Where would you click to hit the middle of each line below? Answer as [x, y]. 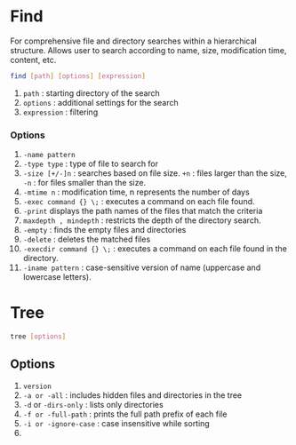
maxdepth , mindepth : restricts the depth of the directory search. [142, 220]
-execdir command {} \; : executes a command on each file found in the [155, 249]
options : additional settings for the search [100, 102]
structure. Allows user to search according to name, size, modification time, [148, 50]
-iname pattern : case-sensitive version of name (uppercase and [142, 267]
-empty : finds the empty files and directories [104, 230]
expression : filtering [60, 112]
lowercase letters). [57, 277]
